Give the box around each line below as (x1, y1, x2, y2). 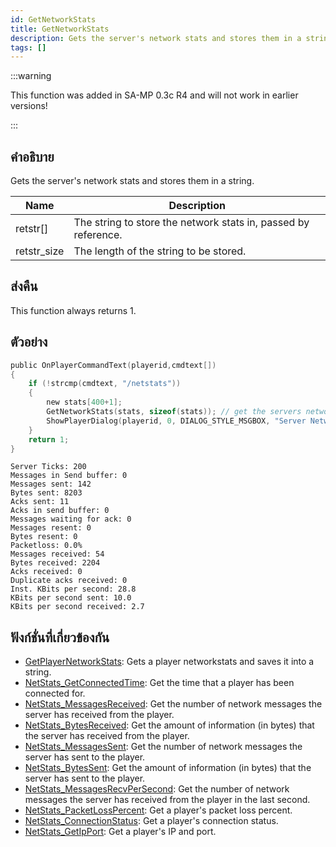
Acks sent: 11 (10, 497, 70, 507)
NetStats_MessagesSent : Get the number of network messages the (24, 741, 303, 753)
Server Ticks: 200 (10, 462, 87, 472)
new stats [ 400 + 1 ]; (46, 397, 123, 408)
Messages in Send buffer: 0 (10, 471, 128, 481)
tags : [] (10, 42, 47, 53)
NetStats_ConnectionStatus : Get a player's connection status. (24, 815, 279, 827)
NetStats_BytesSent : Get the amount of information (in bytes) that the (24, 762, 312, 774)
